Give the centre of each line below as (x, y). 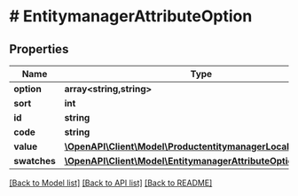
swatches (35, 161)
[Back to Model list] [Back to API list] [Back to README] (111, 183)
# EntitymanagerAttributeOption (131, 16)
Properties (39, 49)
